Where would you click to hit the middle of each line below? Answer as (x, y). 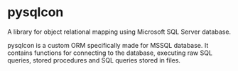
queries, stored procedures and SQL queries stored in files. (94, 60)
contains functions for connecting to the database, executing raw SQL (110, 53)
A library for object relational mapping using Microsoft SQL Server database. (119, 32)
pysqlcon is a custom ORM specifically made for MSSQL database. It (108, 45)
